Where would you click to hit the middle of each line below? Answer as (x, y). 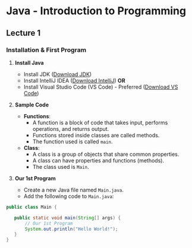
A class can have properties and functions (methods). (98, 160)
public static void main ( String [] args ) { (67, 218)
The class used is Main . (61, 167)
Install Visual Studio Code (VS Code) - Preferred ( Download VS (101, 87)
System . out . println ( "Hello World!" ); (71, 229)
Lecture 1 (23, 33)
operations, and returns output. (71, 128)
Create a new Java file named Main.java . (73, 190)
